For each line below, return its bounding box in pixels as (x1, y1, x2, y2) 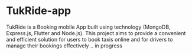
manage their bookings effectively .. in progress (6, 42, 123, 49)
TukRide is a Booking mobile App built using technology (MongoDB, (6, 23, 171, 30)
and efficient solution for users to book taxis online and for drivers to (6, 36, 173, 43)
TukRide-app (6, 4, 71, 18)
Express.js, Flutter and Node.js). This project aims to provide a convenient (6, 29, 186, 36)
